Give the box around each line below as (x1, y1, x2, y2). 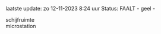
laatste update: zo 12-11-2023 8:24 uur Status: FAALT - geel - (5, 5, 156, 12)
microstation (5, 23, 36, 29)
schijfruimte (5, 16, 35, 23)
